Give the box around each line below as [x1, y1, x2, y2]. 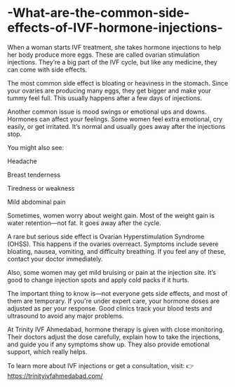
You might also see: [7, 143, 65, 151]
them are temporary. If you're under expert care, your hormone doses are [7, 297, 220, 305]
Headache [7, 156, 37, 165]
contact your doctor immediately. [7, 254, 103, 263]
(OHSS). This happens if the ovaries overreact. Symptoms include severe [7, 240, 219, 248]
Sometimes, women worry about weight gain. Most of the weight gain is [7, 211, 215, 219]
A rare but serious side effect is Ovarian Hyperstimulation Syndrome [7, 232, 205, 240]
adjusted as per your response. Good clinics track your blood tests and [7, 304, 213, 313]
